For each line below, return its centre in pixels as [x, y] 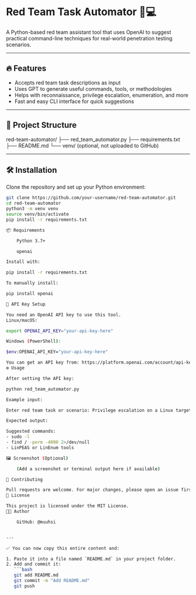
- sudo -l [18, 437]
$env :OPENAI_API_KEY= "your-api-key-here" [57, 352]
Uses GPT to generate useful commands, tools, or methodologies [93, 88]
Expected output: [27, 421]
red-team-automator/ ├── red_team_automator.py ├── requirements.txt [93, 139]
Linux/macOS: [22, 320]
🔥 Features [26, 69]
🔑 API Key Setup [26, 304]
